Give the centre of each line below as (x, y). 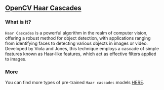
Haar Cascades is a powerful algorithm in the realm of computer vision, (76, 33)
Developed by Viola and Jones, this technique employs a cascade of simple (82, 48)
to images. (16, 59)
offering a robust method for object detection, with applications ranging (78, 38)
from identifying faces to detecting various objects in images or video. (77, 43)
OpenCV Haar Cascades (43, 8)
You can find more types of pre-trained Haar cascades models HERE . (75, 82)
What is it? (18, 22)
